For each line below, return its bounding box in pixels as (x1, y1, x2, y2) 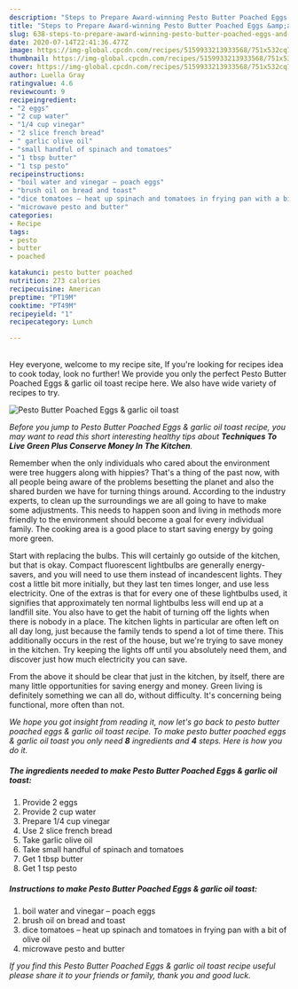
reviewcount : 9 (9, 87, 66, 96)
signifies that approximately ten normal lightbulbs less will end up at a (9, 598, 264, 608)
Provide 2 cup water (21, 806, 97, 817)
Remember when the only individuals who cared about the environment (9, 458, 271, 468)
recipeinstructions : (9, 169, 86, 178)
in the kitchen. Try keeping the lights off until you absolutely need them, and (9, 645, 287, 655)
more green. (9, 533, 55, 544)
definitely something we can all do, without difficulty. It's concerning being (9, 690, 282, 701)
